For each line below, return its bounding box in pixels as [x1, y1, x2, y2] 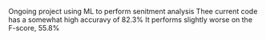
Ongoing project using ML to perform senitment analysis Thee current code [8, 7, 258, 16]
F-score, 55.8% [8, 24, 60, 32]
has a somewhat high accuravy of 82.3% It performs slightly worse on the [8, 15, 253, 24]
